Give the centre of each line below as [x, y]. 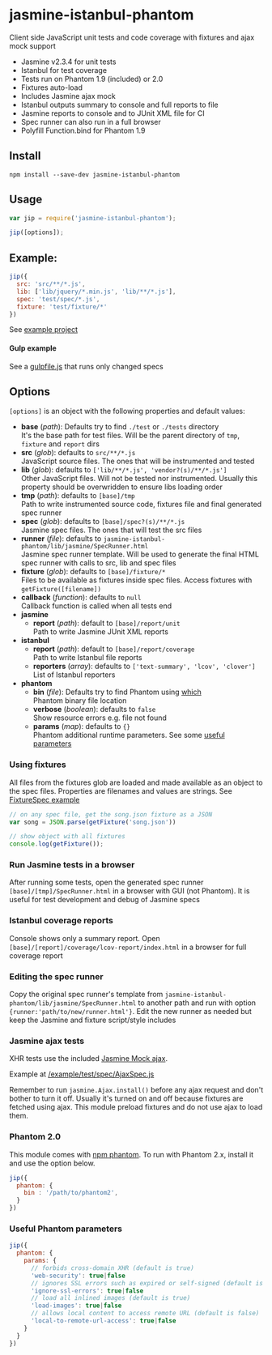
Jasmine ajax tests [47, 1041]
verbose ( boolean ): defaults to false [94, 709]
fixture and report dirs [60, 444]
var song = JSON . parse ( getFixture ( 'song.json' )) [93, 822]
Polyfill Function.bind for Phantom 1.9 [83, 130]
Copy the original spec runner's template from [86, 995]
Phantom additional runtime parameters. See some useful [129, 735]
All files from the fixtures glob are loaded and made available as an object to [136, 782]
